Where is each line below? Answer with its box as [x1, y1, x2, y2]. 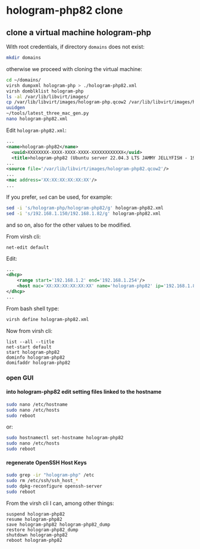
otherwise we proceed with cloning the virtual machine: [6, 65, 143, 72]
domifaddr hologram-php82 [6, 359, 70, 366]
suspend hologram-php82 [6, 511, 65, 517]
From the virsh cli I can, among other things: [6, 499, 114, 507]
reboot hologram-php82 [6, 537, 62, 543]
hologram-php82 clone [6, 4, 123, 17]
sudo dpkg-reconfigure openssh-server [6, 483, 102, 489]
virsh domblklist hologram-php [6, 88, 84, 94]
